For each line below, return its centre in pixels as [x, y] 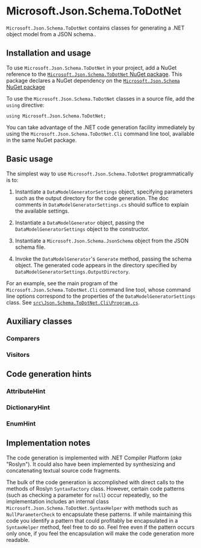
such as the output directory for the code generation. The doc [92, 198]
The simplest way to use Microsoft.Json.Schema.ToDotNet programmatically [100, 174]
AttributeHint [26, 391]
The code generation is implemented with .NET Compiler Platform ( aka [94, 458]
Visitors [18, 354]
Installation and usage [49, 53]
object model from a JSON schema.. [51, 34]
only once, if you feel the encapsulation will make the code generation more [100, 533]
